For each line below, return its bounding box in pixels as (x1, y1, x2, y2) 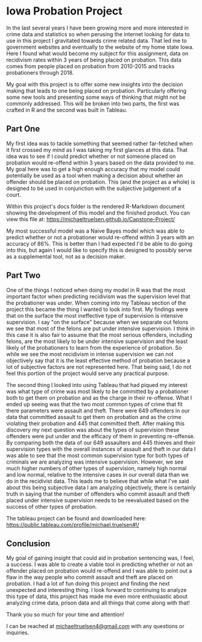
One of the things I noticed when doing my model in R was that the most (6, 286, 186, 294)
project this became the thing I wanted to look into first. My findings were (6, 306, 189, 313)
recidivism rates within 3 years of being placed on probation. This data (6, 56, 182, 63)
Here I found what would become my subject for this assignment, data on (6, 49, 189, 57)
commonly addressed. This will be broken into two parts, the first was (6, 99, 180, 107)
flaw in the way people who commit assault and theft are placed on (6, 574, 173, 581)
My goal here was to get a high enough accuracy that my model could (6, 165, 180, 172)
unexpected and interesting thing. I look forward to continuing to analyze (6, 587, 187, 594)
